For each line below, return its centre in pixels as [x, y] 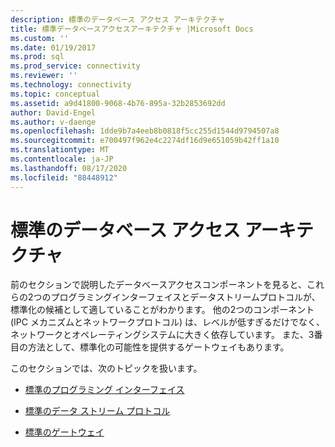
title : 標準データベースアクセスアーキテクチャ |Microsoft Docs [132, 29]
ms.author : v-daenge [53, 122]
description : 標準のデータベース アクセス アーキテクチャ [118, 19]
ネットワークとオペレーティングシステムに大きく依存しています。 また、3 [162, 335]
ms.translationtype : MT [60, 150]
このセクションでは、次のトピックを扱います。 [106, 368]
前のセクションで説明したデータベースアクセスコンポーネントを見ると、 [159, 285]
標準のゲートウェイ [64, 432]
